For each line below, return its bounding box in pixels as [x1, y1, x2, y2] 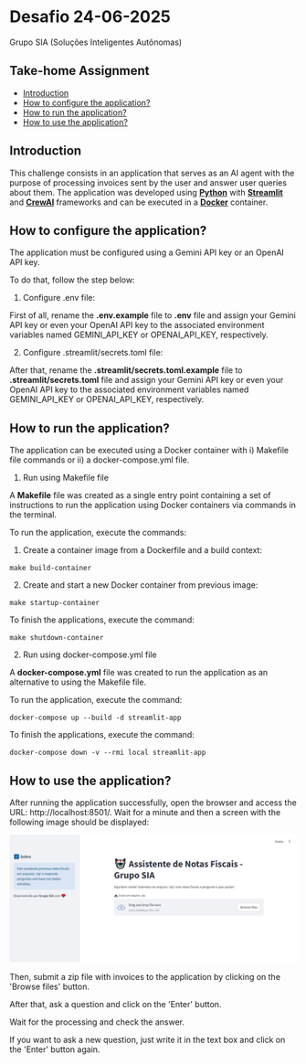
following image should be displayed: [9, 816, 150, 827]
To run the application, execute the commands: [9, 527, 187, 538]
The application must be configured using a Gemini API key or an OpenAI [9, 247, 285, 258]
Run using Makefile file [22, 473, 110, 484]
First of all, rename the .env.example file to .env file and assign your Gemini [9, 310, 297, 321]
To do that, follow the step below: [9, 274, 135, 285]
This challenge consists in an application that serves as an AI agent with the [9, 167, 295, 178]
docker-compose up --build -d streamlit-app [9, 713, 182, 723]
